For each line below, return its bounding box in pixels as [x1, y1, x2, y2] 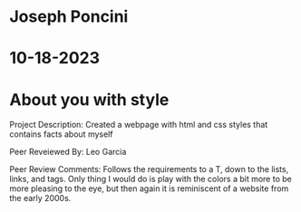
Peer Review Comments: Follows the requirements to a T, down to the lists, [9, 164, 289, 175]
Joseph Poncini [9, 6, 129, 27]
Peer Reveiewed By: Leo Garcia [9, 147, 127, 158]
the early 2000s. [9, 193, 72, 204]
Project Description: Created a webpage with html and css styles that [9, 120, 268, 130]
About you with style [9, 89, 170, 110]
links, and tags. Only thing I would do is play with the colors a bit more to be [9, 174, 292, 185]
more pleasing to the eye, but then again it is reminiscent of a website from [9, 183, 289, 194]
